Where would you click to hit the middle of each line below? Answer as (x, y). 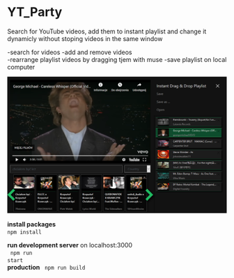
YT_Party (35, 12)
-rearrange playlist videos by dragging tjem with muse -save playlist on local (117, 59)
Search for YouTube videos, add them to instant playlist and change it (107, 31)
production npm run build (46, 268)
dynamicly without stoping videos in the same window (85, 38)
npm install (24, 232)
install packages (32, 224)
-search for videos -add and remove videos (70, 52)
